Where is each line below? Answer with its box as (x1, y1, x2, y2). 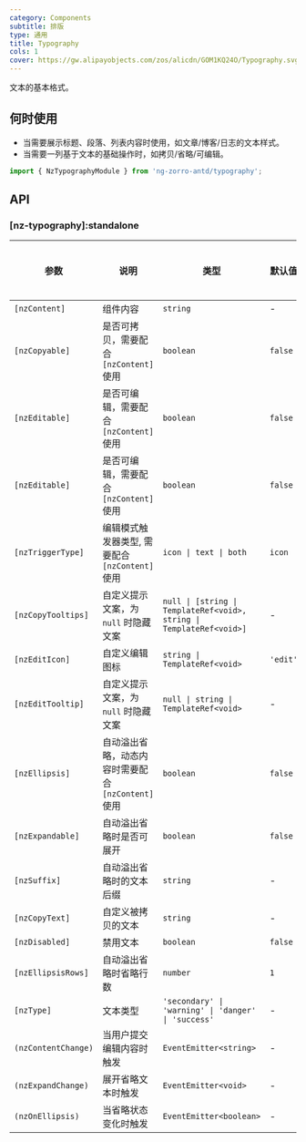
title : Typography (9, 38, 79, 48)
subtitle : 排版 (9, 22, 65, 31)
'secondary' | (162, 996, 224, 1007)
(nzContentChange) (14, 1043, 94, 1054)
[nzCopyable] (14, 345, 71, 356)
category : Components (9, 13, 92, 23)
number (162, 968, 191, 978)
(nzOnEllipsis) (14, 1111, 80, 1122)
